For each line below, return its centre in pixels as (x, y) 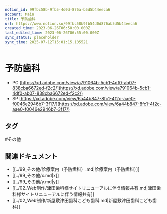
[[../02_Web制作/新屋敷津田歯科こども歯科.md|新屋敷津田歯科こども (82, 201)
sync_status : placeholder (32, 38)
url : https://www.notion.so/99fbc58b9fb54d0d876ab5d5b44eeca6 (71, 24)
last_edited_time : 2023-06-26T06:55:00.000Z (52, 33)
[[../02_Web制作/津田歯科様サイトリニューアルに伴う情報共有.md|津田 (84, 188)
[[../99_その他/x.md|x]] (36, 176)
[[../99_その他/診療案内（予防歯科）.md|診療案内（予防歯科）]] (76, 169)
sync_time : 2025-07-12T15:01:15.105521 (47, 42)
